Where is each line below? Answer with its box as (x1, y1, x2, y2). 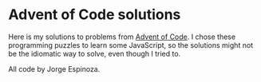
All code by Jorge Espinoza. (8, 64, 101, 73)
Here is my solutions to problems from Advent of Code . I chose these (8, 32, 236, 41)
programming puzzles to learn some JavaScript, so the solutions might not (8, 40, 254, 49)
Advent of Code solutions (8, 6, 181, 24)
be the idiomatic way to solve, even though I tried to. (8, 49, 181, 58)
